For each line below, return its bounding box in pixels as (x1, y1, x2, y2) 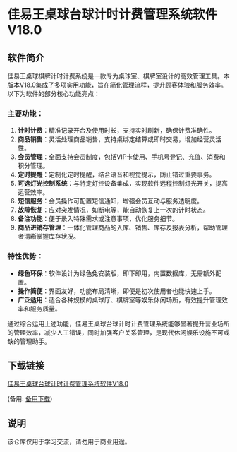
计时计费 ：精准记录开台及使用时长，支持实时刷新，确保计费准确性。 (17, 126, 216, 135)
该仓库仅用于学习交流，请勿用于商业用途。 (7, 437, 131, 446)
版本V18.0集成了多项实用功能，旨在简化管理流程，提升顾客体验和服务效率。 (7, 81, 228, 89)
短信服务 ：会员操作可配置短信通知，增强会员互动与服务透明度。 (17, 197, 203, 206)
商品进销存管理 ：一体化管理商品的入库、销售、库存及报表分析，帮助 (17, 223, 216, 232)
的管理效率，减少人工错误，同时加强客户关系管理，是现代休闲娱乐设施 (7, 328, 212, 336)
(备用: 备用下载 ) (7, 395, 53, 403)
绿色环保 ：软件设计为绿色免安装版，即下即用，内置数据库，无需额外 (17, 269, 216, 278)
